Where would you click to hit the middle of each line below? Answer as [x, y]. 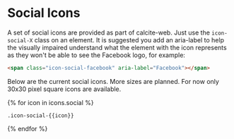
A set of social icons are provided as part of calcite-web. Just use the [109, 32]
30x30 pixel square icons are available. [64, 89]
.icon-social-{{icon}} [41, 115]
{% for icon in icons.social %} [51, 102]
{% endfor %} [28, 128]
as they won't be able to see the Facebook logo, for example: [96, 55]
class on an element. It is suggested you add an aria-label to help [129, 40]
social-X [20, 40]
